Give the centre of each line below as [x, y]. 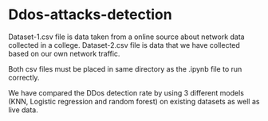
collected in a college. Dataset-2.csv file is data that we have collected [124, 45]
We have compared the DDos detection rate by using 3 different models [126, 92]
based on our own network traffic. [64, 53]
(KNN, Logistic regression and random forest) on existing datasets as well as [134, 101]
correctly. [24, 77]
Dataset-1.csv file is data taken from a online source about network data [126, 37]
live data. [23, 110]
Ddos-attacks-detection [91, 15]
